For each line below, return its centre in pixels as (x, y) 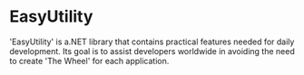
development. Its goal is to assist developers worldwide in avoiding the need (152, 51)
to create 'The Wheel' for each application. (89, 61)
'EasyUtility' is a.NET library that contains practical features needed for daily (152, 42)
